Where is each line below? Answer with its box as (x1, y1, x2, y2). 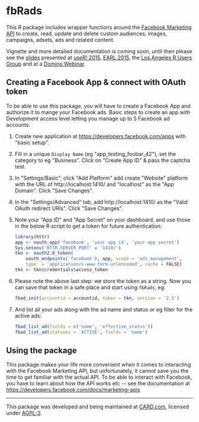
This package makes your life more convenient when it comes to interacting (6, 361, 191, 368)
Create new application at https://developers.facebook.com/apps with (14, 132, 186, 139)
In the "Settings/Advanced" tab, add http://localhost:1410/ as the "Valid (14, 198, 188, 205)
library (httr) (14, 233, 50, 240)
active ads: (14, 312, 42, 319)
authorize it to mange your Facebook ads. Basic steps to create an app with (6, 108, 191, 116)
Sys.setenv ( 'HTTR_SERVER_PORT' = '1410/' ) (14, 245, 121, 251)
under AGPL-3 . (6, 410, 43, 417)
